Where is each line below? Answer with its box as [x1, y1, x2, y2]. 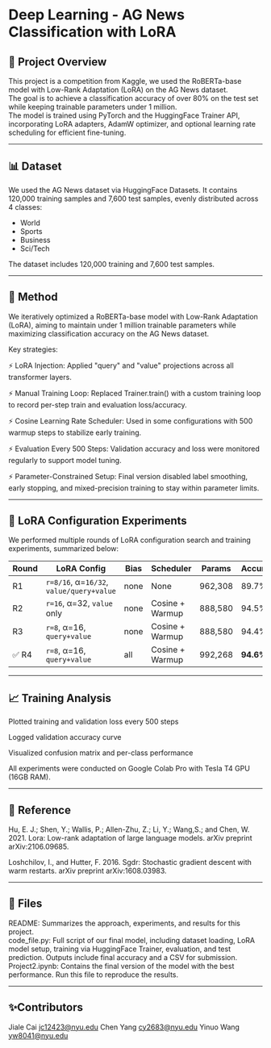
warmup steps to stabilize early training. [8, 428, 142, 437]
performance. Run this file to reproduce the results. [8, 970, 179, 979]
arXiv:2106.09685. [8, 841, 69, 852]
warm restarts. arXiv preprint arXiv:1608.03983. [8, 866, 167, 876]
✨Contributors [8, 1000, 83, 1014]
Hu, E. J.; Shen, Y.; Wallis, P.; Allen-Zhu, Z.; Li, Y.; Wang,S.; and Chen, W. [8, 825, 250, 834]
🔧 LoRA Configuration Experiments [8, 514, 187, 528]
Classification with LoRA [8, 23, 177, 41]
